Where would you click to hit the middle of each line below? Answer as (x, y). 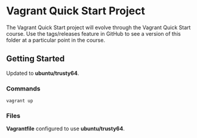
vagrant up (20, 101)
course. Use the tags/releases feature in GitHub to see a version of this (93, 33)
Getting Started (36, 59)
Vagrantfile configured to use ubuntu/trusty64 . (66, 128)
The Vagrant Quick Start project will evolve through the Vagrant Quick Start (98, 27)
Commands (23, 89)
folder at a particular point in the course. (56, 40)
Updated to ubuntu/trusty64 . (43, 73)
